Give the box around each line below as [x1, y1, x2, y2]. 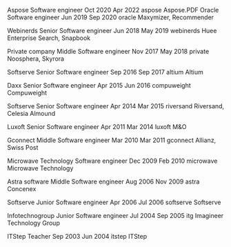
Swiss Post [7, 144, 39, 151]
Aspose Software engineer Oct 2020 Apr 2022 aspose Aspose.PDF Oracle [7, 6, 219, 14]
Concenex [7, 185, 37, 192]
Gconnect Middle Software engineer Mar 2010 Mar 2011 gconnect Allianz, [7, 136, 217, 144]
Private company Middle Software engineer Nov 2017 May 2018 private [7, 48, 210, 55]
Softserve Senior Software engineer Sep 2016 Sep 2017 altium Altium [7, 68, 203, 76]
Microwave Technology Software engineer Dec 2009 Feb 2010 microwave [7, 157, 218, 165]
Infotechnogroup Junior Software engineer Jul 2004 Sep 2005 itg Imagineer [7, 212, 224, 219]
